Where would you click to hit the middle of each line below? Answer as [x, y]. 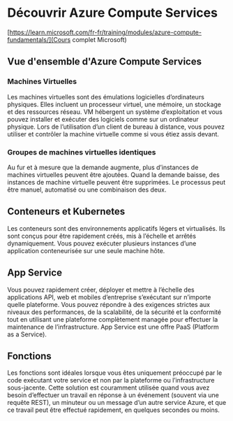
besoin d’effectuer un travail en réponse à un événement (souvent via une [113, 395]
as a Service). [27, 334]
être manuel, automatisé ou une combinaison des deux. [87, 190]
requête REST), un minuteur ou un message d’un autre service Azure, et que [117, 403]
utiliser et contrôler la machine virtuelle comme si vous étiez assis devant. [113, 134]
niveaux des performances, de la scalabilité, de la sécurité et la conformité [114, 312]
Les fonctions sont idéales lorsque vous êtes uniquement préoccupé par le [115, 373]
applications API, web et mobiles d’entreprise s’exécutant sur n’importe [109, 297]
